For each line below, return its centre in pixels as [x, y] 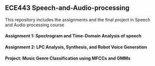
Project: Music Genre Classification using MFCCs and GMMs [68, 58]
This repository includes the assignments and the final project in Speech [78, 19]
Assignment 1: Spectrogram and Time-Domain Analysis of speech [73, 36]
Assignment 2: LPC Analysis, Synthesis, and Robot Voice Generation [76, 47]
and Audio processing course [35, 25]
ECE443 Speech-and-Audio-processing [67, 8]
